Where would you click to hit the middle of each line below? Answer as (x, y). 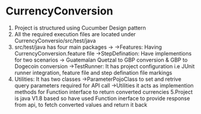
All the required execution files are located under (75, 34)
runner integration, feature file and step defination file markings (93, 72)
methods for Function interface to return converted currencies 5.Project (104, 92)
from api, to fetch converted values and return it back (81, 104)
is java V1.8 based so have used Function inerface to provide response (102, 98)
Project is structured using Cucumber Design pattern (80, 28)
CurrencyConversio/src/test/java (55, 40)
